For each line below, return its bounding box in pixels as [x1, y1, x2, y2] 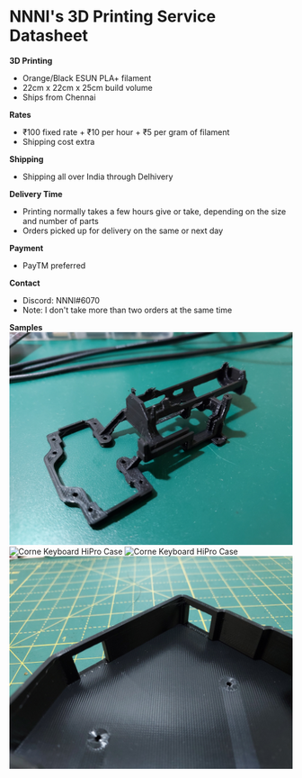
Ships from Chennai [22, 92, 96, 103]
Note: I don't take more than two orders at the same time [22, 304, 233, 315]
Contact [9, 277, 40, 288]
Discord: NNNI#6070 [22, 294, 101, 305]
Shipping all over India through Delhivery [22, 171, 173, 182]
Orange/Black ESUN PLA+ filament [22, 72, 152, 83]
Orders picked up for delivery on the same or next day [22, 225, 224, 236]
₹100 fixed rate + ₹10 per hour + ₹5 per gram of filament [22, 126, 230, 137]
